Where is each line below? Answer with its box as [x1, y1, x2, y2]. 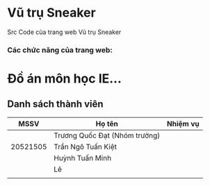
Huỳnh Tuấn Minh [54, 153, 112, 162]
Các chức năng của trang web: [7, 45, 113, 55]
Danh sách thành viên [7, 99, 104, 110]
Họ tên [95, 119, 118, 128]
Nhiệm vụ [166, 119, 200, 128]
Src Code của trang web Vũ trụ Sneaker [7, 28, 122, 36]
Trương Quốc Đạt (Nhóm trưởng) [54, 130, 161, 140]
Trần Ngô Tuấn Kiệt [54, 142, 117, 151]
